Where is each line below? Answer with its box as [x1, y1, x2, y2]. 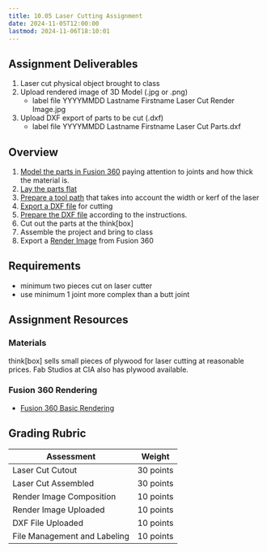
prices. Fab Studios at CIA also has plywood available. [8, 364, 189, 374]
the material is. [19, 175, 70, 185]
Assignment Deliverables [8, 57, 138, 71]
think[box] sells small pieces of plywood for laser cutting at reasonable [8, 356, 244, 365]
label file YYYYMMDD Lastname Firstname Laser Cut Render [32, 96, 235, 106]
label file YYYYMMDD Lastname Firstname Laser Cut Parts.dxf [32, 122, 241, 132]
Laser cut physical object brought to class [19, 79, 160, 88]
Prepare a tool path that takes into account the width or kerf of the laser [19, 192, 260, 202]
